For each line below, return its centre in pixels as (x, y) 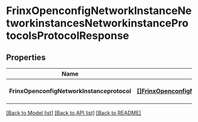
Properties (26, 57)
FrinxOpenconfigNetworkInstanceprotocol (70, 91)
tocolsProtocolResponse (68, 36)
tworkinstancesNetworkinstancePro (97, 23)
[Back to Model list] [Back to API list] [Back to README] (74, 113)
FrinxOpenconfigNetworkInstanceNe (99, 11)
